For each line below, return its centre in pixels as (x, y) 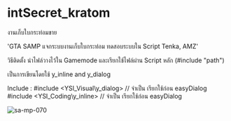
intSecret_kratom (59, 13)
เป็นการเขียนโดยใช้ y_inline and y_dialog (59, 74)
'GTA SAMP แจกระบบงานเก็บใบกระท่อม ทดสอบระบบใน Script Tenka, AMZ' (103, 46)
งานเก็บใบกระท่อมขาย (32, 32)
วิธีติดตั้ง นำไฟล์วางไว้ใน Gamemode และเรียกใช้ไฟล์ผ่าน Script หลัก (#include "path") (116, 60)
